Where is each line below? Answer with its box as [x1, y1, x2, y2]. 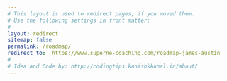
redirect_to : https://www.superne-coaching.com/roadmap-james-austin [7, 50, 221, 57]
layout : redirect [7, 30, 59, 37]
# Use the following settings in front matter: [7, 17, 151, 24]
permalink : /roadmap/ [7, 43, 72, 50]
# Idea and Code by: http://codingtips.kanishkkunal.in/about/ [7, 63, 199, 70]
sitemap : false [7, 37, 52, 44]
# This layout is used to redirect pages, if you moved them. [7, 10, 195, 18]
